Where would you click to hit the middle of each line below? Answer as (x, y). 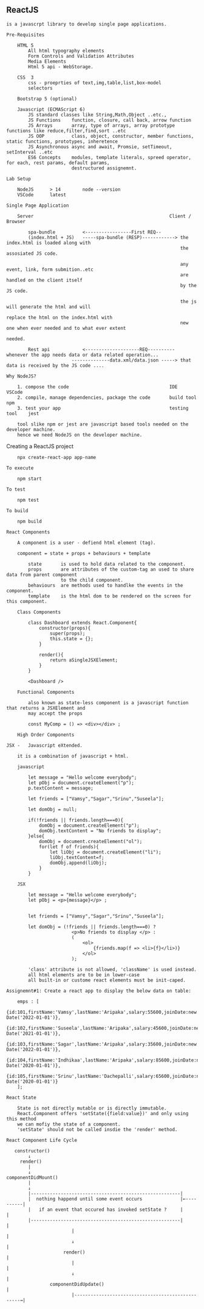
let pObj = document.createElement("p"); (81, 783)
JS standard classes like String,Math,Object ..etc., (97, 115)
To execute (20, 468)
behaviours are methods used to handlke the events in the (106, 585)
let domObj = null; (53, 809)
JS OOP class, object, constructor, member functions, (111, 136)
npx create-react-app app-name (57, 457)
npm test (28, 500)
